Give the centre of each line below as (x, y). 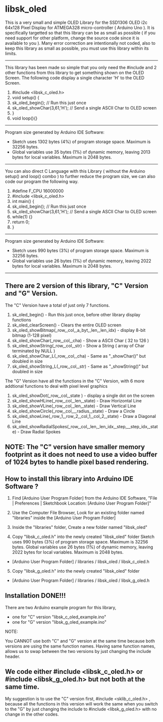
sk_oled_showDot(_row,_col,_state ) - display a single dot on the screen (83, 396)
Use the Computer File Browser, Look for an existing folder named (78, 512)
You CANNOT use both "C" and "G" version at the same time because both (80, 641)
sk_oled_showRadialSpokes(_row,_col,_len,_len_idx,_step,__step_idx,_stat (85, 426)
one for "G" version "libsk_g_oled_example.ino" (59, 622)
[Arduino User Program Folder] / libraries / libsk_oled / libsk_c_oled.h (81, 561)
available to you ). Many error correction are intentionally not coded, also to (80, 43)
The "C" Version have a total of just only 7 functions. (57, 305)
